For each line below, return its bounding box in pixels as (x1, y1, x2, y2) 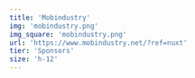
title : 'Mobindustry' (9, 13, 91, 22)
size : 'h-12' (9, 55, 59, 64)
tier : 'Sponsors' (9, 47, 75, 56)
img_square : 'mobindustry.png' (9, 30, 127, 39)
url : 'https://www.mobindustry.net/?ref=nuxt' (9, 38, 188, 48)
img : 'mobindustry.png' (9, 22, 99, 30)
